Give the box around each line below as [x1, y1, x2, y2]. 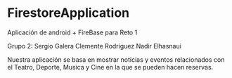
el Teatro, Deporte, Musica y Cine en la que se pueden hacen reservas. [7, 63, 214, 71]
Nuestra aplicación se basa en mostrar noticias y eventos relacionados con [7, 55, 225, 64]
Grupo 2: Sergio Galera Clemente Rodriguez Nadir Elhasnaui [7, 41, 181, 50]
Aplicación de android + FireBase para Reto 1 [7, 28, 138, 37]
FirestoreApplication [7, 5, 130, 21]
